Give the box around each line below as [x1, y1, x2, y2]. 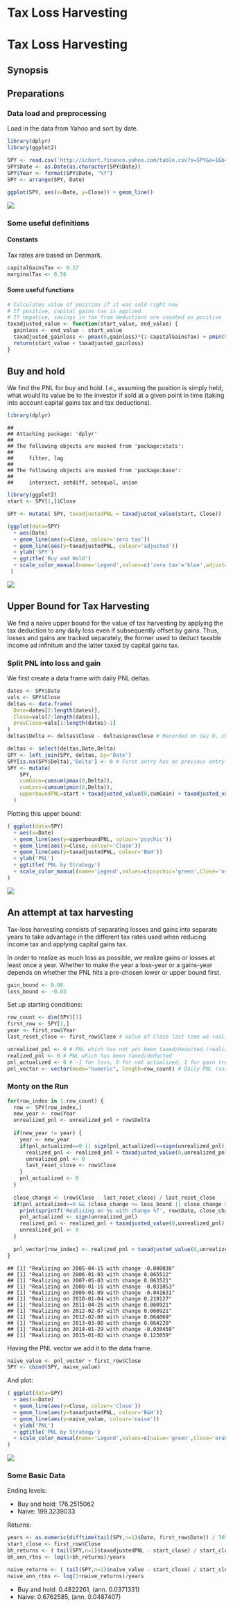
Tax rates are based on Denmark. [7, 251, 103, 259]
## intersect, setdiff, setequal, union [7, 479, 138, 487]
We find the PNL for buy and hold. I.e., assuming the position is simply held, [7, 384, 223, 392]
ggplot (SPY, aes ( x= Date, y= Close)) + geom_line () [7, 189, 154, 196]
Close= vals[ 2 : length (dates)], [13, 713, 101, 720]
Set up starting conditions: [7, 1000, 83, 1009]
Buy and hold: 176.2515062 [17, 1500, 95, 1508]
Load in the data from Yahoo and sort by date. [7, 124, 139, 133]
